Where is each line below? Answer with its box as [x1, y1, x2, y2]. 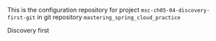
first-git [7, 14, 36, 21]
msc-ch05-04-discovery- [141, 7, 210, 14]
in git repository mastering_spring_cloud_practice [37, 13, 181, 21]
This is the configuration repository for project [7, 6, 140, 14]
